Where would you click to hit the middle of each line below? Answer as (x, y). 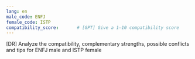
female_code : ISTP (28, 22)
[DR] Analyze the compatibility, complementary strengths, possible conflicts (98, 44)
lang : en (17, 11)
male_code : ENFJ (26, 17)
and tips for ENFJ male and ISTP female (54, 50)
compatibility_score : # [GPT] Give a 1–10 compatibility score (93, 27)
